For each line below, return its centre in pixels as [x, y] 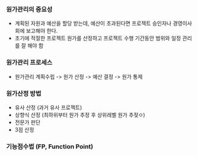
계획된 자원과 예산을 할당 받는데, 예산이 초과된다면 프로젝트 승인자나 [93, 23]
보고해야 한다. [42, 31]
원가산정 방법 [24, 93]
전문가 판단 [28, 122]
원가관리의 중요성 [29, 9]
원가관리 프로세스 [29, 62]
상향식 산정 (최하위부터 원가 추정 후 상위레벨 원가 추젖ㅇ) [80, 114]
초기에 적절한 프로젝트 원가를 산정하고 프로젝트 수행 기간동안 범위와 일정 [98, 38]
